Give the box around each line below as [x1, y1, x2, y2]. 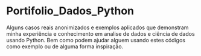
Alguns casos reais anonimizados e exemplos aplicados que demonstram [6, 24, 189, 31]
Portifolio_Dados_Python [6, 4, 135, 18]
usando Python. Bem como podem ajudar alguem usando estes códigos [6, 36, 186, 43]
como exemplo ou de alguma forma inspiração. [6, 43, 124, 50]
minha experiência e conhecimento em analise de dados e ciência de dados [6, 30, 195, 37]
